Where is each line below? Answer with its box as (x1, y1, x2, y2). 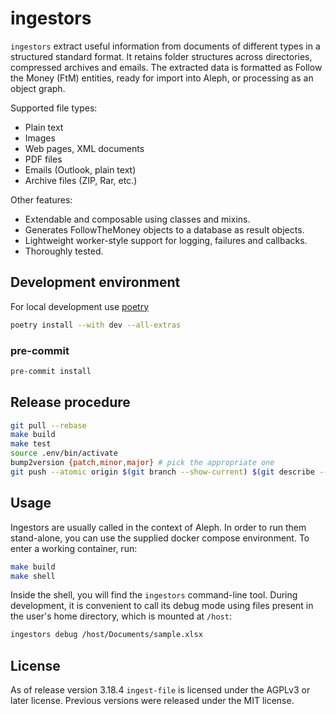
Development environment (10, 274, 181, 291)
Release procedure (10, 394, 131, 411)
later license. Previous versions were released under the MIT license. (10, 695, 295, 707)
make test (10, 439, 52, 449)
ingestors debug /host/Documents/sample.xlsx (10, 630, 203, 640)
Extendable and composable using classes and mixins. (24, 213, 251, 225)
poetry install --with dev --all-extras (10, 320, 182, 330)
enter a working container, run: (10, 542, 138, 554)
